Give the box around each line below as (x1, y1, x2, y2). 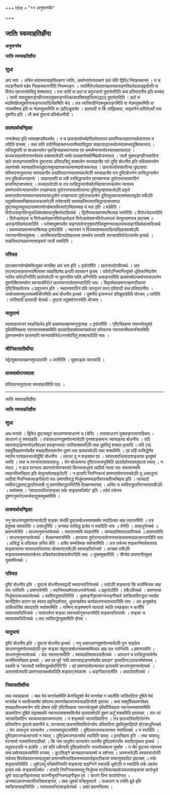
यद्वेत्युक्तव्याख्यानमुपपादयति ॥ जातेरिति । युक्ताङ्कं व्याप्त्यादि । (5, 357, 105, 363)
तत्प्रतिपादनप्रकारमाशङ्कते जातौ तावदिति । (5, 238, 73, 244)
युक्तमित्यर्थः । (5, 557, 28, 563)
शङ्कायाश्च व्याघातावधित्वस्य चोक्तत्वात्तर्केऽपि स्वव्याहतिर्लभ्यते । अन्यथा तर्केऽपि (5, 546, 130, 552)
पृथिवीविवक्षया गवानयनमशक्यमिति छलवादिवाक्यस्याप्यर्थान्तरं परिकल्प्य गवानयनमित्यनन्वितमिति (5, 327, 149, 333)
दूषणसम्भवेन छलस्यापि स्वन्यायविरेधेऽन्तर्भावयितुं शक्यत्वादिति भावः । (5, 332, 110, 338)
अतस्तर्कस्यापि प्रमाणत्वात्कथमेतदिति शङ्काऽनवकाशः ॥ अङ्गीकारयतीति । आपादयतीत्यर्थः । (5, 668, 150, 674)
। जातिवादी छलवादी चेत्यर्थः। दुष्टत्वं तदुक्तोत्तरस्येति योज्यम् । (5, 296, 102, 303)
